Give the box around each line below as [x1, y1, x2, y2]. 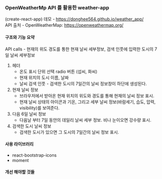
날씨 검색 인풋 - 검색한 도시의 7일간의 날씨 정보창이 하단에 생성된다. [19, 81, 147, 86]
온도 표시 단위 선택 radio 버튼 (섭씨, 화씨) [19, 68, 98, 74]
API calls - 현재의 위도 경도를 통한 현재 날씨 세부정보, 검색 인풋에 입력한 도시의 [5, 46, 154, 52]
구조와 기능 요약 [5, 34, 35, 40]
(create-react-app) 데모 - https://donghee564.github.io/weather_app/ [5, 16, 144, 22]
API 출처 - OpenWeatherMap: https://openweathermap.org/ [5, 22, 124, 28]
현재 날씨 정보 [12, 86, 38, 93]
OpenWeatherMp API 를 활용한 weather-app [5, 4, 109, 11]
